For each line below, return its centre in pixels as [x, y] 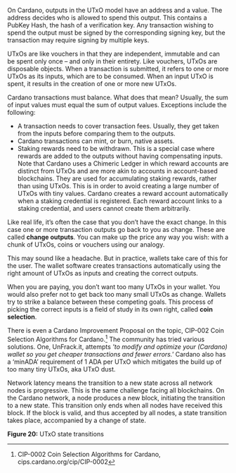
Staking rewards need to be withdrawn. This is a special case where [116, 148]
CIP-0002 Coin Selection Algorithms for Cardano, [89, 454]
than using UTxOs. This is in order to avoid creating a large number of [118, 186]
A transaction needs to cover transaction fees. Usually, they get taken [118, 126]
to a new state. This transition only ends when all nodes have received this [115, 405]
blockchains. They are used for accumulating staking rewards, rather [117, 178]
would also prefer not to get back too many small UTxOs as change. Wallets [117, 294]
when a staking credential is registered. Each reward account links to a [120, 201]
